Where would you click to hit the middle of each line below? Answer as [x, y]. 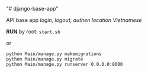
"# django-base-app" [32, 9]
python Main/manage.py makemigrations [54, 54]
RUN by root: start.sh [33, 31]
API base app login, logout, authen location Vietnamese [74, 20]
